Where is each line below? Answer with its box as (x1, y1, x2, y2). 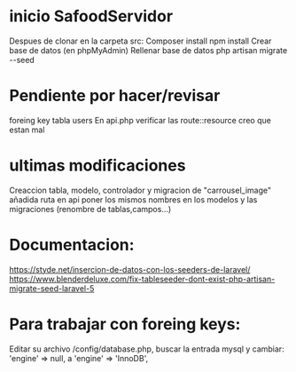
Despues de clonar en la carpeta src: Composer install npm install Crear (9, 36, 272, 46)
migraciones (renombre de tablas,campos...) (9, 203, 172, 214)
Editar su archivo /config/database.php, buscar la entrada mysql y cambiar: (9, 344, 285, 354)
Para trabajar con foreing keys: (9, 313, 241, 334)
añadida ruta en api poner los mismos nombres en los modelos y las (9, 194, 258, 205)
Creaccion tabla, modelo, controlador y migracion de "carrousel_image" (9, 185, 272, 195)
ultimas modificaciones (9, 155, 186, 176)
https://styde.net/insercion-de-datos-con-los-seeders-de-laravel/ (9, 264, 251, 274)
